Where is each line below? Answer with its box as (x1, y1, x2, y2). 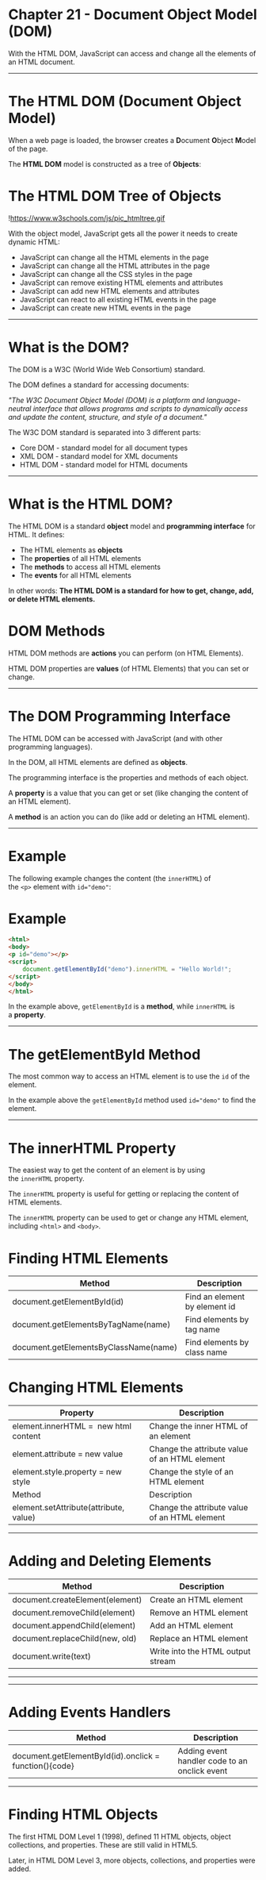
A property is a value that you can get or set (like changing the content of (8, 788, 249, 798)
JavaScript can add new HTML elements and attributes (19, 286, 200, 295)
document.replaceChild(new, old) (12, 1633, 137, 1644)
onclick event (177, 1766, 228, 1777)
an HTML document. (8, 57, 75, 67)
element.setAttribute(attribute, (12, 1502, 125, 1513)
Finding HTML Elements (8, 1249, 169, 1267)
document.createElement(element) (12, 1594, 142, 1605)
